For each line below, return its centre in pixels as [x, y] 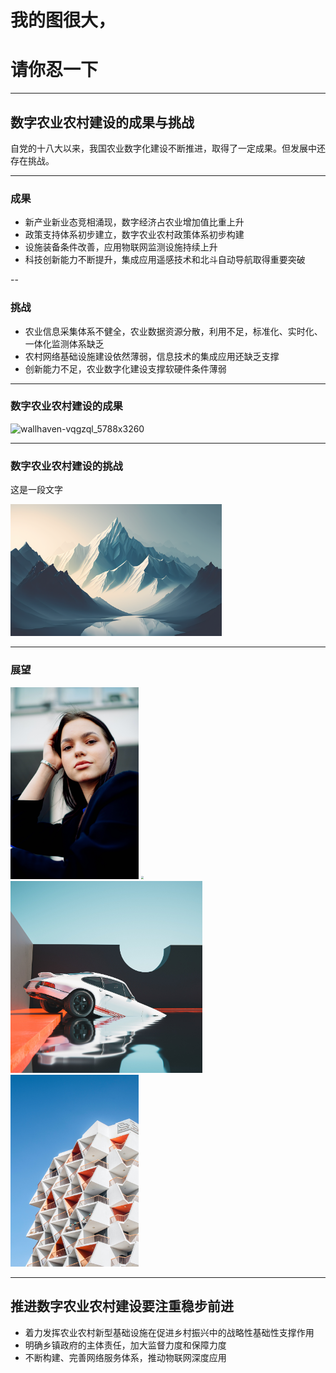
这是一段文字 [36, 490]
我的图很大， [63, 20]
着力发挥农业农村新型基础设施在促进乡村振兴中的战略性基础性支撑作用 [169, 1332]
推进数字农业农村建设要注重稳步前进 [122, 1306]
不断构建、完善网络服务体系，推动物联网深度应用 [125, 1357]
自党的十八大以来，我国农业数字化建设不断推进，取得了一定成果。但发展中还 [168, 148]
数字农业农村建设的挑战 [66, 466]
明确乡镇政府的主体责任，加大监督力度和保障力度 [125, 1345]
